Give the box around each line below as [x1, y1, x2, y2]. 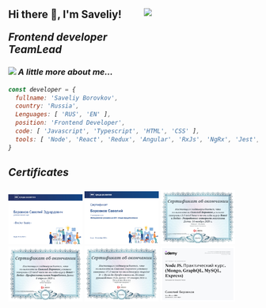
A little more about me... [17, 66, 113, 77]
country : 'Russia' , [15, 102, 80, 111]
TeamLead [8, 43, 62, 56]
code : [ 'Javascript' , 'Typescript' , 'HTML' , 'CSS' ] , [15, 127, 200, 135]
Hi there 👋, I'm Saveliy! [8, 8, 122, 21]
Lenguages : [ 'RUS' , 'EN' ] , [15, 111, 112, 118]
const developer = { [8, 85, 77, 93]
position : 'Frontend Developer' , [15, 119, 126, 127]
